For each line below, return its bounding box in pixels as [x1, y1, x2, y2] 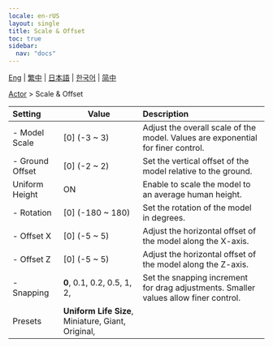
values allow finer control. [142, 293, 241, 303]
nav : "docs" [15, 49, 57, 58]
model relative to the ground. [142, 165, 253, 177]
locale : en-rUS [8, 11, 60, 20]
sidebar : [8, 42, 38, 50]
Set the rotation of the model [142, 202, 252, 213]
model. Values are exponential [142, 132, 258, 143]
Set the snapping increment [142, 272, 249, 283]
